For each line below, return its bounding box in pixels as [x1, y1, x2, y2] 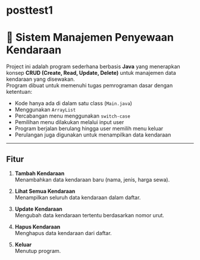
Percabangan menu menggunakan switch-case [14, 112, 131, 119]
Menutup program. [14, 247, 61, 254]
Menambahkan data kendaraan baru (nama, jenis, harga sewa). [14, 176, 170, 183]
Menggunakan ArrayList [14, 106, 76, 113]
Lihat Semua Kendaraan [14, 188, 76, 195]
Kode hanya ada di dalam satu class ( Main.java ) [14, 100, 133, 107]
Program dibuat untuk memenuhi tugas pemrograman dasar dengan [6, 82, 173, 89]
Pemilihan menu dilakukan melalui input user [14, 119, 124, 126]
